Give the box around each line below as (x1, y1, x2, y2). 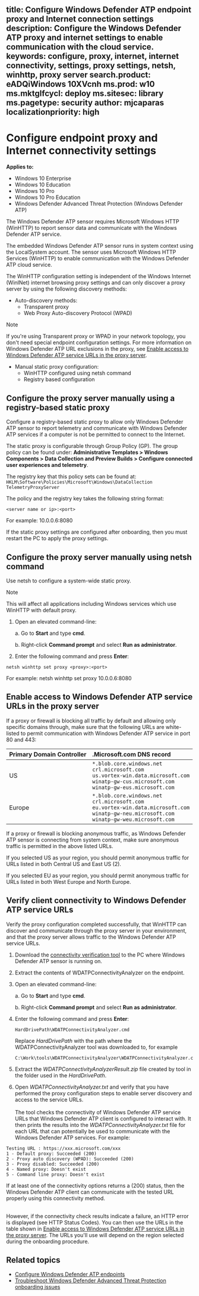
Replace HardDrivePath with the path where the (14, 1037, 132, 1044)
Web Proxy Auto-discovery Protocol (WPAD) (23, 310, 132, 317)
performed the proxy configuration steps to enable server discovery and (14, 1089, 192, 1096)
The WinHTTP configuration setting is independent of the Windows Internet (6, 273, 191, 280)
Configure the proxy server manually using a (6, 393, 175, 403)
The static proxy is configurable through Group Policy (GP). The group (6, 443, 178, 450)
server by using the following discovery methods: (6, 285, 127, 292)
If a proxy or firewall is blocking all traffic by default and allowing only (6, 717, 176, 724)
